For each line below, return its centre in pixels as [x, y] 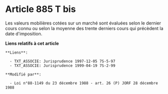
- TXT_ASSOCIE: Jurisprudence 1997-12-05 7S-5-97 [62, 61]
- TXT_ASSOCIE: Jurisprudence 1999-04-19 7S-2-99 [62, 65]
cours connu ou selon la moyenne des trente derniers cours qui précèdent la [85, 28]
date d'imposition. [24, 33]
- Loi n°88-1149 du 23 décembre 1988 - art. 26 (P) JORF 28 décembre [84, 83]
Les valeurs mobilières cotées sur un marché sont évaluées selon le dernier [83, 23]
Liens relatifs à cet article [32, 43]
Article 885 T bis [41, 9]
